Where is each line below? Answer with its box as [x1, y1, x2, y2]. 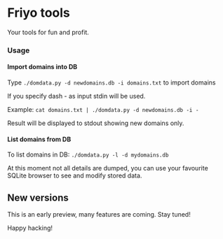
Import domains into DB [7, 63, 78, 71]
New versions [7, 191, 69, 203]
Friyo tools [7, 5, 70, 21]
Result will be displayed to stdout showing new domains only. [7, 119, 184, 127]
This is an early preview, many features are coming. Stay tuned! [7, 210, 191, 219]
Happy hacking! [7, 224, 53, 232]
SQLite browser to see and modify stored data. [7, 171, 142, 180]
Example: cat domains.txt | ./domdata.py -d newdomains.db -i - [7, 106, 199, 114]
